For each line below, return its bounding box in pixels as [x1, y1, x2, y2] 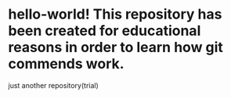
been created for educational [8, 22, 201, 40]
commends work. [8, 55, 125, 73]
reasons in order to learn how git [8, 39, 223, 56]
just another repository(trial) [8, 80, 99, 90]
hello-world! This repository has [8, 5, 222, 23]
